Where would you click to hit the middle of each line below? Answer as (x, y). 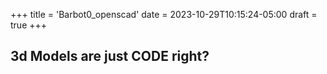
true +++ (29, 25)
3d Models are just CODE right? (110, 56)
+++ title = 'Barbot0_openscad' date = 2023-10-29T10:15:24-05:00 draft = (164, 14)
